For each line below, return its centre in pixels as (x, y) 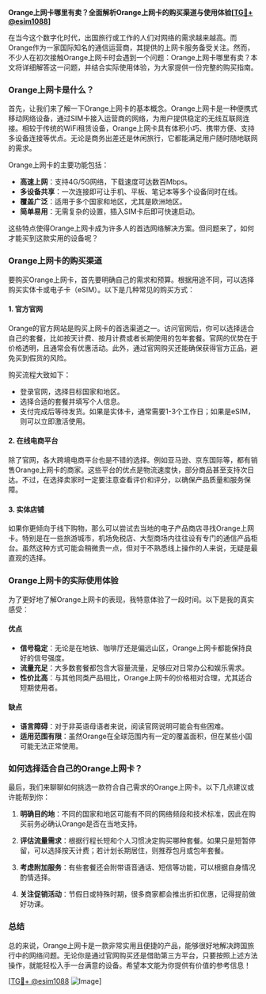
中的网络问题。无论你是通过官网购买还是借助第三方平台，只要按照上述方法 (136, 955)
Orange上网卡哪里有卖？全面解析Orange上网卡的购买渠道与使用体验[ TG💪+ (131, 12)
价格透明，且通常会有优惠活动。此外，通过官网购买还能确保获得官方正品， (129, 348)
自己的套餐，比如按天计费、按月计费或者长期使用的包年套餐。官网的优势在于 (133, 338)
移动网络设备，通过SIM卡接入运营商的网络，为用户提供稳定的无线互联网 (125, 119)
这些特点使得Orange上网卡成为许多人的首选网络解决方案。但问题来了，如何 (131, 228)
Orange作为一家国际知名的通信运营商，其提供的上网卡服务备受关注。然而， (131, 48)
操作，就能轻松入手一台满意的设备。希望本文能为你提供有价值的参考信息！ (129, 965)
